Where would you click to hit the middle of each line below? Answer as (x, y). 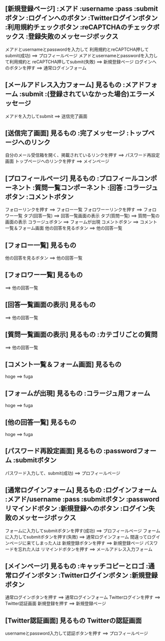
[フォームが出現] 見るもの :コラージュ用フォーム (78, 393)
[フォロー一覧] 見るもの (41, 245)
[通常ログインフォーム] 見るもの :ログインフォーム (81, 490)
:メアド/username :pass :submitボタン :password (82, 499)
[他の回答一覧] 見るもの (41, 422)
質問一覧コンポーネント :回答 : (80, 187)
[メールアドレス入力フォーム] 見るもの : (65, 85)
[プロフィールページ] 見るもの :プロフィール (71, 178)
